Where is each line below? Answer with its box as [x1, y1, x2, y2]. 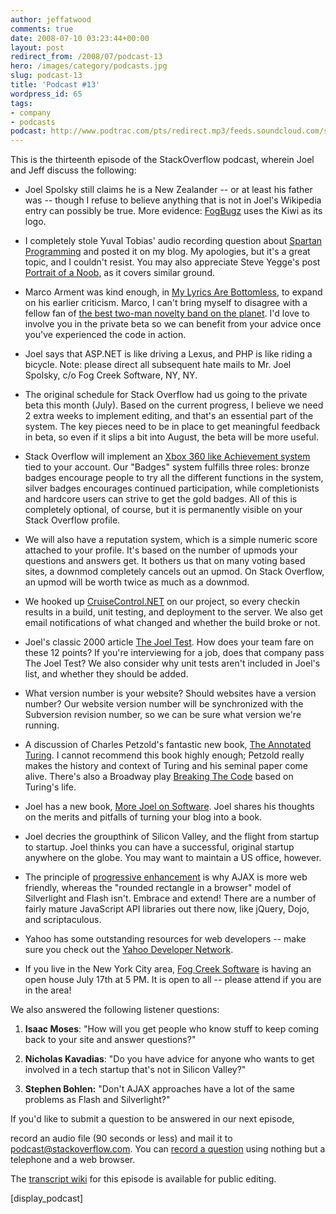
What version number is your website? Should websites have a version [24, 687, 317, 700]
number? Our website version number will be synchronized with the [24, 698, 304, 710]
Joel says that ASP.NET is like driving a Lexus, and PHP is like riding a [24, 348, 313, 360]
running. [24, 719, 60, 731]
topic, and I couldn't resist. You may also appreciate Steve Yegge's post [24, 256, 321, 268]
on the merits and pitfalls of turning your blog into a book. [24, 811, 263, 823]
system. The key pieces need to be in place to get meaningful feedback [24, 421, 321, 433]
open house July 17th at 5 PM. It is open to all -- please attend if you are [24, 974, 322, 986]
